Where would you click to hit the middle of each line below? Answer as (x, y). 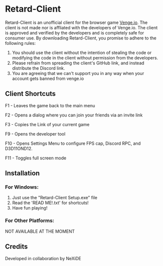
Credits (17, 247)
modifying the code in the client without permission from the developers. (85, 57)
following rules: (20, 43)
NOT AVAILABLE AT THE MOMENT (40, 231)
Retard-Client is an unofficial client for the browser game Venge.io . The (76, 22)
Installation (22, 173)
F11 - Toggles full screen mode (36, 158)
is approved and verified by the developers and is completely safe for (75, 33)
